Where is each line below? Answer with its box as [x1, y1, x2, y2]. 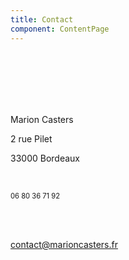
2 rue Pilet [10, 132, 53, 145]
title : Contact [10, 14, 74, 25]
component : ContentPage [10, 24, 110, 34]
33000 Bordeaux [10, 152, 80, 164]
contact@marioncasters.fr [10, 238, 118, 250]
